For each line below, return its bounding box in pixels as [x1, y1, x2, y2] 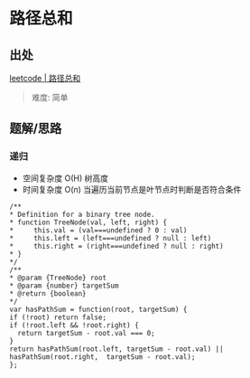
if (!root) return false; [9, 313, 106, 322]
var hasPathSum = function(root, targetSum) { [9, 305, 188, 314]
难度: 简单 [31, 92, 69, 102]
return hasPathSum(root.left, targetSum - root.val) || [9, 345, 224, 354]
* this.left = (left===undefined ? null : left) [9, 233, 212, 242]
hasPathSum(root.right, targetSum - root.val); [9, 352, 196, 362]
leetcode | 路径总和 [9, 73, 81, 83]
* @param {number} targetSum [9, 281, 119, 290]
